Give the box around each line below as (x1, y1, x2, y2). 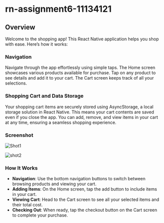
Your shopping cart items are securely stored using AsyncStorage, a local (5, 104, 154, 110)
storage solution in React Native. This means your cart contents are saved (5, 109, 154, 115)
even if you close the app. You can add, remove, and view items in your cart (5, 114, 158, 120)
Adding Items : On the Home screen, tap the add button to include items (12, 186, 158, 192)
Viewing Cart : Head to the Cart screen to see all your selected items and (12, 196, 160, 202)
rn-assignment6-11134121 (5, 3, 112, 15)
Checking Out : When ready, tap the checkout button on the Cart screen (12, 207, 158, 213)
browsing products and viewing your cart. (12, 181, 97, 187)
